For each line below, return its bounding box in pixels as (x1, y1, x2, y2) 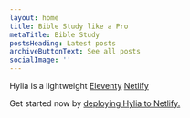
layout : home (9, 13, 59, 23)
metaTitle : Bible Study (9, 30, 100, 39)
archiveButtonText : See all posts (9, 47, 142, 56)
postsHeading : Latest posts (9, 38, 117, 48)
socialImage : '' (9, 55, 71, 64)
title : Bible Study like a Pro (9, 22, 129, 31)
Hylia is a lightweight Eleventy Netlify (9, 81, 149, 91)
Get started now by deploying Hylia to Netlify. (9, 98, 181, 109)
